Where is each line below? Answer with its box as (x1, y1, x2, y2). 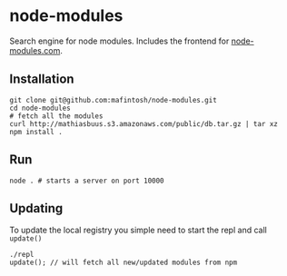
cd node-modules (9, 103, 71, 113)
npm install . (9, 127, 64, 136)
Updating (9, 201, 64, 216)
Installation (9, 72, 74, 87)
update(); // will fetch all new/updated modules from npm (9, 258, 238, 268)
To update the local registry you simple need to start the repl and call (9, 224, 268, 236)
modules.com (9, 44, 61, 55)
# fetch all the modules (9, 111, 104, 121)
